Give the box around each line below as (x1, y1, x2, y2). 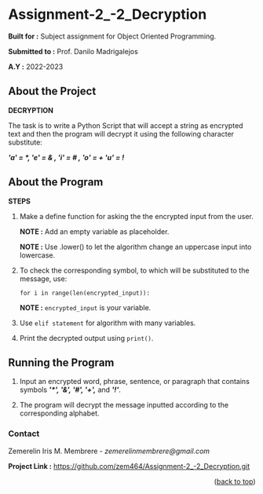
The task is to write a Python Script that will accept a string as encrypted (8, 120, 243, 130)
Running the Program (8, 356, 115, 369)
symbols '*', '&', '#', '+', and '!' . (19, 385, 122, 394)
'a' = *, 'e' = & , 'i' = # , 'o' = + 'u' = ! (8, 152, 125, 162)
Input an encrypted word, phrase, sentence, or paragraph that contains (19, 377, 250, 386)
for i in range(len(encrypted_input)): (19, 289, 151, 297)
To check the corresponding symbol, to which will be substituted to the (19, 265, 250, 275)
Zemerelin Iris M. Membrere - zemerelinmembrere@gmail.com (8, 446, 210, 456)
